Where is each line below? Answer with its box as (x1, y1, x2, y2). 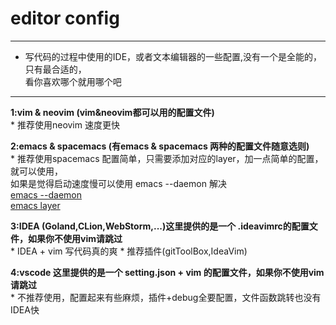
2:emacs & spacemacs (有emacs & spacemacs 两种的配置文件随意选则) (10, 140, 310, 152)
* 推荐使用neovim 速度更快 (10, 118, 120, 131)
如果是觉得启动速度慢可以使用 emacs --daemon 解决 (10, 177, 227, 189)
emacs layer (10, 199, 61, 211)
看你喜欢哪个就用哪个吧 (24, 75, 122, 87)
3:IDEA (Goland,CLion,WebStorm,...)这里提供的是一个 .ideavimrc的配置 (10, 220, 310, 232)
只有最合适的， (24, 63, 87, 75)
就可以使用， (10, 165, 63, 177)
